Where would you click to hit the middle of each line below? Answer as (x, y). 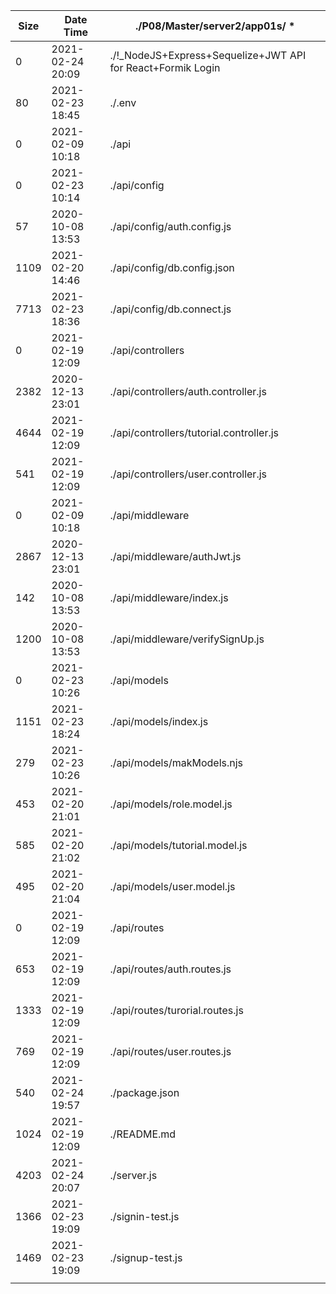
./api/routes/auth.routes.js (170, 969)
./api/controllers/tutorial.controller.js (194, 432)
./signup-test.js (146, 1257)
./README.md (143, 1134)
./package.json (144, 1092)
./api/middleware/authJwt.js (175, 556)
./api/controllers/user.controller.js (188, 474)
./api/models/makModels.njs (176, 762)
